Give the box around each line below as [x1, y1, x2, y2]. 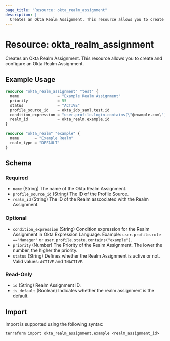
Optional [5, 215, 27, 222]
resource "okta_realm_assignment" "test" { [5, 89, 99, 94]
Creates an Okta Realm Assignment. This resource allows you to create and [5, 55, 163, 61]
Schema [5, 159, 32, 167]
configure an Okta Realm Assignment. [5, 61, 84, 67]
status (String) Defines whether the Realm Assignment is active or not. [12, 252, 160, 259]
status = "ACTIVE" [10, 103, 80, 108]
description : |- [5, 12, 39, 17]
